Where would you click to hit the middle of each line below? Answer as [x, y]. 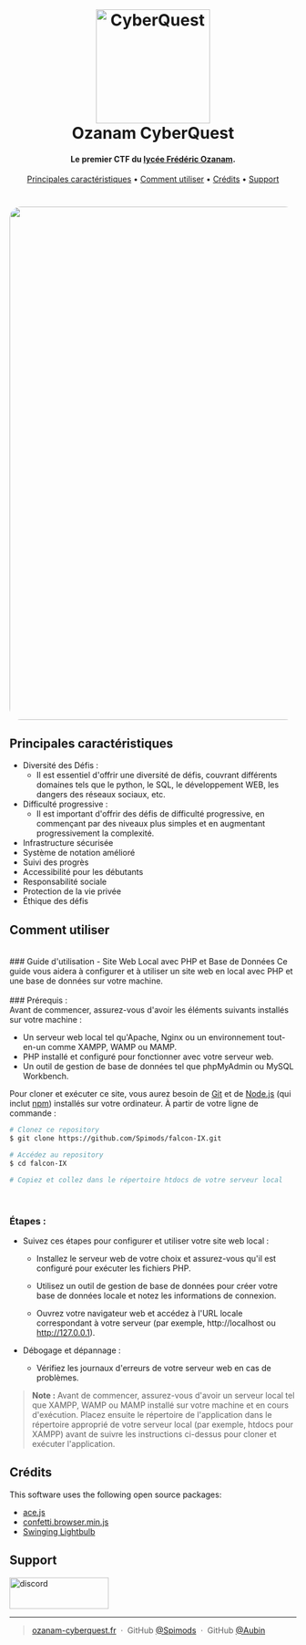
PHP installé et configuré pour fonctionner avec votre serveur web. [148, 1057]
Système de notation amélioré [79, 853]
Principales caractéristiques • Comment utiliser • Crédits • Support [153, 179]
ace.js [34, 1512]
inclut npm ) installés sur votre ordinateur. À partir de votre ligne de [134, 1104]
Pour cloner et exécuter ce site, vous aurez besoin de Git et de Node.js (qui [150, 1094]
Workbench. [46, 1077]
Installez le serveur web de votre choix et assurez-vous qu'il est [156, 1258]
